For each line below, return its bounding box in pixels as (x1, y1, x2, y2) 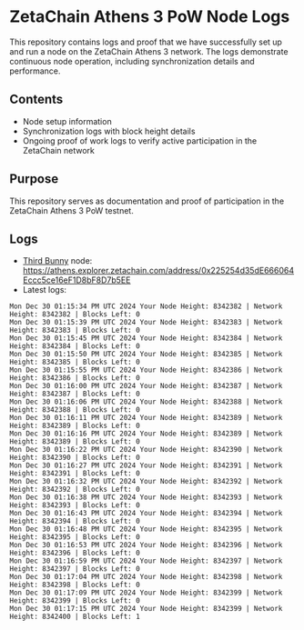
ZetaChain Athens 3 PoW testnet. (9, 205, 134, 215)
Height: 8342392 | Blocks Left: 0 (9, 485, 141, 495)
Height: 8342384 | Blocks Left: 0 (9, 342, 141, 351)
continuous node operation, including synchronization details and (9, 55, 255, 66)
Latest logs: (22, 285, 66, 295)
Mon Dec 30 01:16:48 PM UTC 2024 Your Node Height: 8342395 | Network (9, 525, 283, 534)
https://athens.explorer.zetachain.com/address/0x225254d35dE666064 (22, 265, 294, 276)
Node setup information (22, 115, 112, 126)
